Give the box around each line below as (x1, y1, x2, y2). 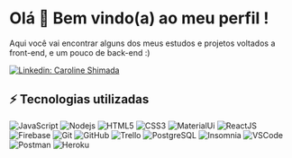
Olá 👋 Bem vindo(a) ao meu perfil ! (9, 8, 269, 29)
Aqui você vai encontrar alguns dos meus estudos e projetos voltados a (9, 38, 276, 48)
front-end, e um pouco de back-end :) (9, 47, 151, 57)
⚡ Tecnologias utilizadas (9, 92, 150, 107)
